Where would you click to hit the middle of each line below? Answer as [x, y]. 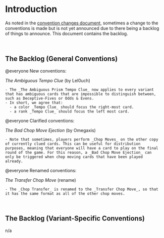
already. [14, 161]
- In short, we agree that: [34, 103]
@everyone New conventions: [36, 71]
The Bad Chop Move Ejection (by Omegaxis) [51, 130]
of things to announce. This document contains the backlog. [67, 33]
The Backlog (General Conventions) [61, 59]
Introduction [31, 9]
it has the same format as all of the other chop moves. [65, 193]
